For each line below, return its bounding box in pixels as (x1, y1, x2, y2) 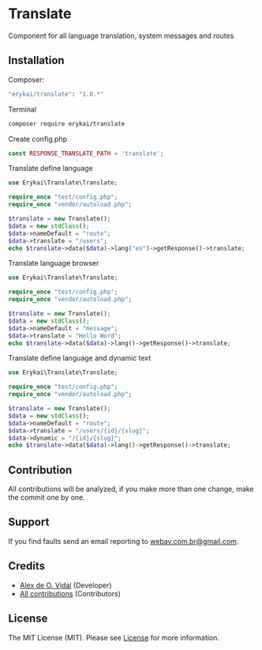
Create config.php (8, 134, 68, 143)
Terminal (8, 104, 37, 114)
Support (8, 516, 50, 529)
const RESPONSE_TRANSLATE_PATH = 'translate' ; (8, 149, 164, 157)
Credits (8, 559, 46, 573)
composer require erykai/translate (8, 119, 125, 127)
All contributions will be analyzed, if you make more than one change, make (8, 484, 254, 494)
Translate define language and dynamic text (8, 353, 152, 363)
